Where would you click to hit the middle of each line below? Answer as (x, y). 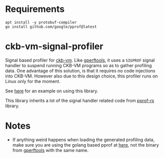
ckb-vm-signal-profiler (54, 46)
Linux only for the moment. (33, 81)
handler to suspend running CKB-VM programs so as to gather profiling (79, 65)
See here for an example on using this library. (52, 91)
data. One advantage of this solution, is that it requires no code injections (80, 71)
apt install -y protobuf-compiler (41, 22)
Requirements (35, 9)
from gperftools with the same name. (50, 150)
